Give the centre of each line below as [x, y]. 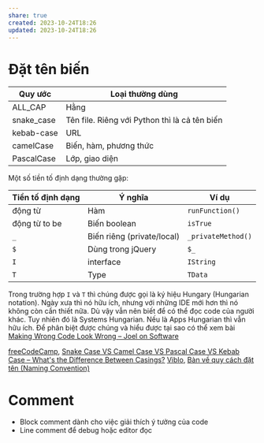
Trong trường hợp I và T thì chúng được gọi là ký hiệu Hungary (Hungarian [129, 294]
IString [201, 262]
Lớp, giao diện [92, 158]
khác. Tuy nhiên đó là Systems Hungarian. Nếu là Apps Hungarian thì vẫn [127, 319]
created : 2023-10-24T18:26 [52, 23]
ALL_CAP [29, 107]
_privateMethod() [219, 236]
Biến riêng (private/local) [134, 236]
